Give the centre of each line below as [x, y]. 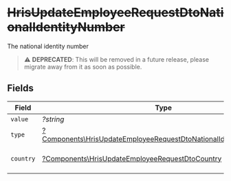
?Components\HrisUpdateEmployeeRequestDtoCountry [132, 158]
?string [53, 119]
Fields [21, 88]
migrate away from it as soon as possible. [83, 67]
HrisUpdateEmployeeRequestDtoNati [115, 13]
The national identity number [48, 46]
